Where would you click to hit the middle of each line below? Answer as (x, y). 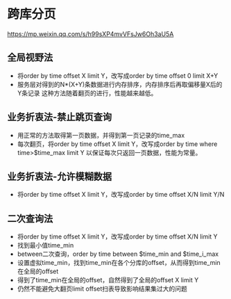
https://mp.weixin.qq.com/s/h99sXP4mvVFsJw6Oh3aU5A (91, 34)
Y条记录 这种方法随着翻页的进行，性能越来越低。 (87, 93)
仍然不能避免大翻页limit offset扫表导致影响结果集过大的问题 (102, 289)
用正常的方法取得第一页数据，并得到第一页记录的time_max (101, 135)
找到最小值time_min (45, 245)
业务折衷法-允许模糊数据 (60, 176)
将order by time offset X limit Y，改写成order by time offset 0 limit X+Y (118, 75)
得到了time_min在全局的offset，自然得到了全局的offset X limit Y (108, 280)
